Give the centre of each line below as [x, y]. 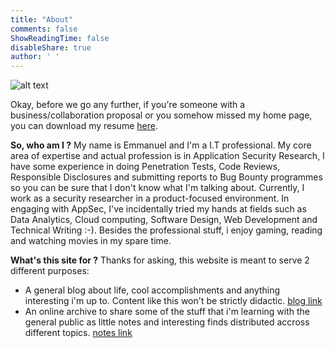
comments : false [44, 29]
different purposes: [50, 271]
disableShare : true [51, 47]
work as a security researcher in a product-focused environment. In [150, 198]
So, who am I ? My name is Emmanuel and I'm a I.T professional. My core [161, 145]
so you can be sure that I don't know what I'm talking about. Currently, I [157, 188]
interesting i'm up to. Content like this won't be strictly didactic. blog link [173, 301]
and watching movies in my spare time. [91, 241]
